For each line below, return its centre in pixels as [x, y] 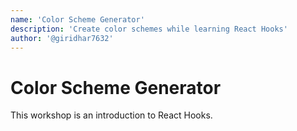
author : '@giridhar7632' [62, 38]
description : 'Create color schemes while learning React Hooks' [149, 29]
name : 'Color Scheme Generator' [77, 19]
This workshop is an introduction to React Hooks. [111, 115]
